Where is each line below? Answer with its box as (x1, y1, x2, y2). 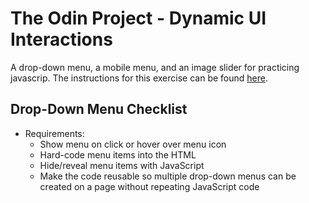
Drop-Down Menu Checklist (10, 101, 188, 118)
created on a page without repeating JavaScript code (39, 180, 260, 192)
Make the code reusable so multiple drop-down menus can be (39, 170, 297, 182)
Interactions (10, 28, 113, 51)
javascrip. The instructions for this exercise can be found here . (10, 72, 268, 84)
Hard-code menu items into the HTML (39, 148, 197, 161)
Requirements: (24, 127, 85, 139)
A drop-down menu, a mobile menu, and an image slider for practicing (10, 61, 300, 73)
